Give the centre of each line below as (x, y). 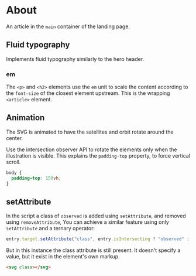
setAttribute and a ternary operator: (51, 229)
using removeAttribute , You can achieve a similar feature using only (88, 222)
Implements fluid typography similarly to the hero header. (75, 59)
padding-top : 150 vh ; (36, 178)
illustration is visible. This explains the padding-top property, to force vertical (98, 155)
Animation (25, 118)
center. (15, 138)
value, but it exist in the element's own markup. (63, 257)
